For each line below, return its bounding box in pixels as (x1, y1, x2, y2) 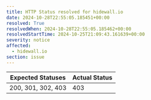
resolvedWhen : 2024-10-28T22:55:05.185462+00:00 (6, 25, 132, 32)
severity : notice (6, 37, 50, 43)
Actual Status (72, 73, 113, 82)
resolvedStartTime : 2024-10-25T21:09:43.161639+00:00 (6, 32, 146, 38)
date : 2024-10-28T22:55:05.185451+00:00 (6, 15, 110, 21)
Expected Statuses (10, 73, 66, 82)
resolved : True (6, 20, 45, 26)
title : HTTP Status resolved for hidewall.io (6, 8, 123, 15)
